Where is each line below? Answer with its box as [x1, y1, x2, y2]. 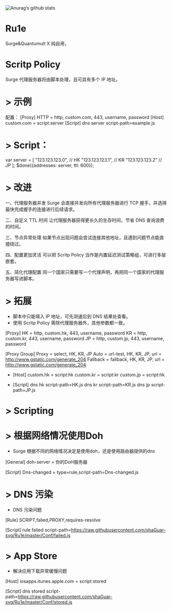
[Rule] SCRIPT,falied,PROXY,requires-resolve [5, 517, 101, 523]
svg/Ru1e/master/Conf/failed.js [5, 532, 71, 538]
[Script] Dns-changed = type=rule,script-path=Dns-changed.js [5, 469, 139, 475]
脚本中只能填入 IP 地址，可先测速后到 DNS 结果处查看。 [12, 313, 131, 319]
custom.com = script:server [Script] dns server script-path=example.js [5, 120, 155, 126]
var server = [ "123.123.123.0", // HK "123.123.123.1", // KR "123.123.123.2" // [5, 156, 162, 163]
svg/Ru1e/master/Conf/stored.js [5, 599, 73, 605]
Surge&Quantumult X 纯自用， [5, 40, 69, 46]
